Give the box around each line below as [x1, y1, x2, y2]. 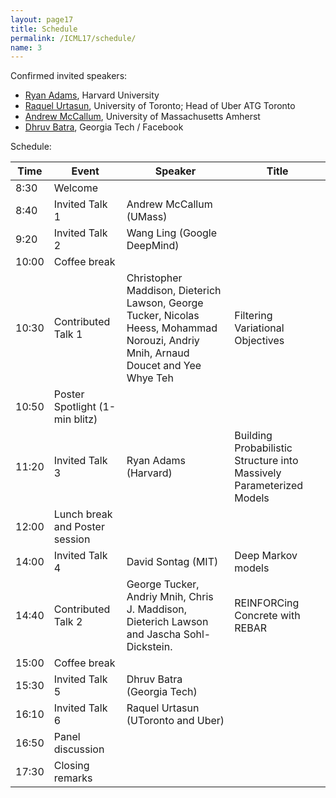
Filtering [234, 309, 273, 323]
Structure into [234, 454, 299, 468]
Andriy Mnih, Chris [126, 590, 214, 604]
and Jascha [126, 627, 182, 641]
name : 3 [10, 42, 43, 53]
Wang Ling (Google [126, 226, 218, 240]
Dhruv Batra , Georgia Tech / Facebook [24, 121, 184, 133]
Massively [234, 466, 282, 480]
